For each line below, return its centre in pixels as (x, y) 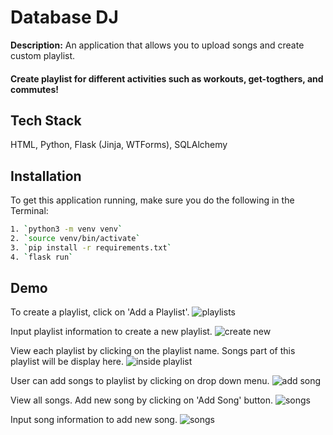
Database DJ (64, 17)
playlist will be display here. (67, 362)
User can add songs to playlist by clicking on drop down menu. (140, 381)
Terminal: (29, 211)
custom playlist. (43, 55)
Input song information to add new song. (94, 420)
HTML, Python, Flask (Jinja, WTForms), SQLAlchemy (119, 145)
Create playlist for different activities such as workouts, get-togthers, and (167, 78)
